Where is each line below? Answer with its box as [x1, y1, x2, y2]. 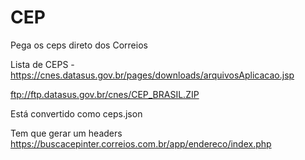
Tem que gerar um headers [10, 127, 123, 139]
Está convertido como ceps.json [10, 107, 143, 120]
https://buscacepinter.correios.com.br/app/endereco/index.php [10, 137, 272, 150]
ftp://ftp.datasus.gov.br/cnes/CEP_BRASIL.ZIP [10, 88, 200, 100]
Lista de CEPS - [10, 58, 75, 70]
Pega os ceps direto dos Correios [10, 39, 148, 51]
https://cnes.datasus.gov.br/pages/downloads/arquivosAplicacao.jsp [10, 69, 295, 81]
